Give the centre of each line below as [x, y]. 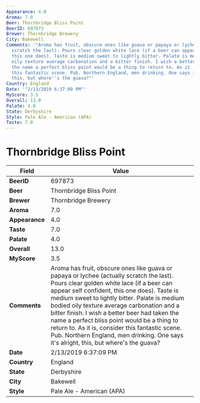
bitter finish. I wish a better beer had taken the [115, 313]
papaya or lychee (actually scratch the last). [112, 276]
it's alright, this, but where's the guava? [105, 343]
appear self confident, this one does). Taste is [114, 291]
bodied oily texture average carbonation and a [115, 306]
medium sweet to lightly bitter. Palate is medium [117, 298]
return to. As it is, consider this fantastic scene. [116, 328]
